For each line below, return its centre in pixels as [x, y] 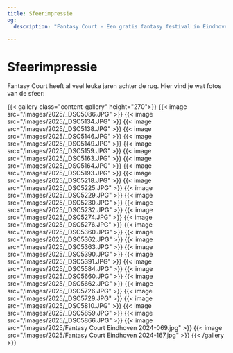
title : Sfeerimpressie [40, 14]
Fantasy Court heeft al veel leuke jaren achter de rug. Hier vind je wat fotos [114, 86]
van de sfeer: [26, 94]
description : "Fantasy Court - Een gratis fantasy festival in [106, 26]
